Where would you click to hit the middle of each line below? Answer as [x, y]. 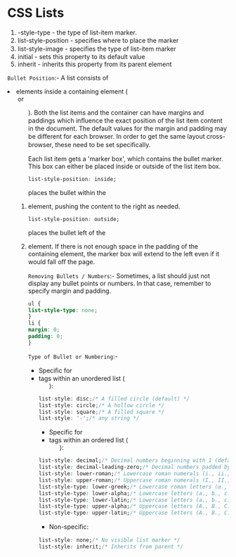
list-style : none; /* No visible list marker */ [109, 540]
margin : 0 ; [44, 330]
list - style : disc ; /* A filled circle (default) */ [114, 399]
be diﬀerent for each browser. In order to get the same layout [116, 136]
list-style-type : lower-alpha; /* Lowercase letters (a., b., [130, 493]
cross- [216, 136]
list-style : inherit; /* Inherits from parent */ [111, 547]
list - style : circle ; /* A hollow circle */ [101, 405]
